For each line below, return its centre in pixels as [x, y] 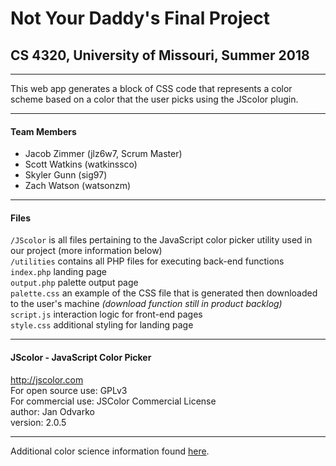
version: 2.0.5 [38, 422]
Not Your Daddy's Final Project [140, 18]
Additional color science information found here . [110, 451]
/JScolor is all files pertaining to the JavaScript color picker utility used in [161, 240]
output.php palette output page [74, 283]
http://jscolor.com [47, 379]
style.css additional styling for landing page [102, 325]
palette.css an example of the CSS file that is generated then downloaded [164, 293]
